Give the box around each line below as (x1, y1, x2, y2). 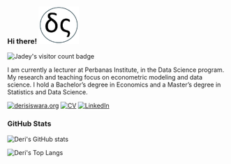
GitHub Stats (7, 119, 52, 128)
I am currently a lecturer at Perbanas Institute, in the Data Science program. (7, 66, 225, 74)
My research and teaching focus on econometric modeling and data (7, 73, 203, 82)
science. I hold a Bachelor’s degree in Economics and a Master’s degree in (7, 80, 221, 89)
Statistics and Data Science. (7, 88, 89, 96)
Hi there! (7, 36, 38, 46)
